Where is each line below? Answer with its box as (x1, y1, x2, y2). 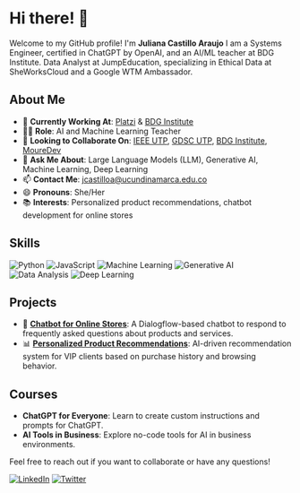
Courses (9, 386, 58, 402)
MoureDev (21, 144, 62, 155)
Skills (9, 236, 40, 251)
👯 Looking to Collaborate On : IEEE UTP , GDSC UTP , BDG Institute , (21, 134, 268, 146)
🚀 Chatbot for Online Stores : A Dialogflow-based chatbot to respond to (21, 318, 287, 330)
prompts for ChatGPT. (21, 420, 104, 431)
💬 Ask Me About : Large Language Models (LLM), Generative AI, (21, 154, 259, 165)
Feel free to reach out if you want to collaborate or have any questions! (9, 456, 270, 467)
